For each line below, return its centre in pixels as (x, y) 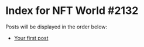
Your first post (31, 38)
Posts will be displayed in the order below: (56, 27)
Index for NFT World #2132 (72, 11)
